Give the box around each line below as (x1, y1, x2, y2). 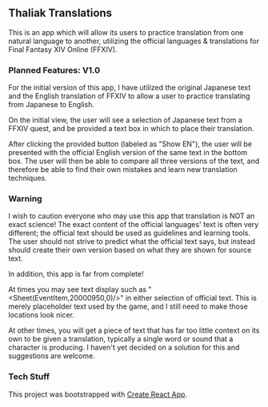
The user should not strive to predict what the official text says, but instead (8, 237, 256, 246)
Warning (8, 194, 42, 205)
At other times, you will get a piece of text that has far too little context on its (8, 325, 260, 335)
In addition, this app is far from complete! (8, 269, 144, 279)
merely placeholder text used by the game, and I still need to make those (8, 301, 248, 311)
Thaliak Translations (8, 6, 113, 20)
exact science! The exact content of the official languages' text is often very (8, 220, 259, 229)
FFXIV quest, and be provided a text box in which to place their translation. (8, 124, 254, 134)
